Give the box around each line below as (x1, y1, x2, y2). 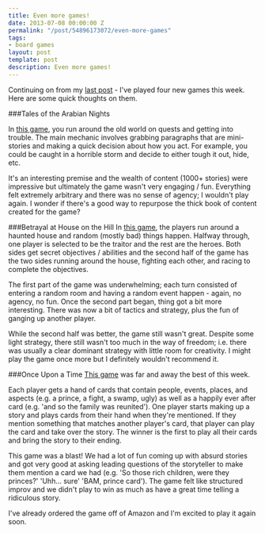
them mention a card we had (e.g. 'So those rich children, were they (8, 467, 229, 477)
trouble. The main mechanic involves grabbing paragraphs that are (8, 132, 225, 142)
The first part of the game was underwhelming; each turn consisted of (8, 279, 237, 290)
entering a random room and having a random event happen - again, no (8, 288, 242, 297)
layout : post (8, 48, 51, 56)
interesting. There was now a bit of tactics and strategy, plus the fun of (8, 305, 240, 314)
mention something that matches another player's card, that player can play (8, 418, 256, 428)
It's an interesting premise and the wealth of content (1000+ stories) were (8, 173, 248, 182)
